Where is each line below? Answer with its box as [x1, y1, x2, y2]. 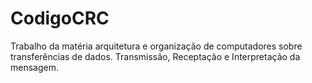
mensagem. [10, 61, 59, 73]
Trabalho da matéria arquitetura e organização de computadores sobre [10, 40, 303, 52]
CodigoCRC [10, 7, 110, 30]
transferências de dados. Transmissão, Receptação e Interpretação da [10, 50, 301, 62]
